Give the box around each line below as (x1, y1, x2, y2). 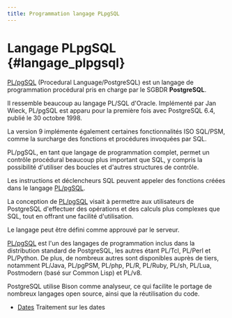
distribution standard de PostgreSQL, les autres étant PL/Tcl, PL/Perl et (7, 246, 211, 255)
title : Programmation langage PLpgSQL (7, 10, 120, 17)
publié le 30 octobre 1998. (7, 113, 82, 122)
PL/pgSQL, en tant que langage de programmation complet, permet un (7, 148, 210, 157)
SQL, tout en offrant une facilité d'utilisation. (7, 212, 134, 220)
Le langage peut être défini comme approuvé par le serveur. (7, 225, 180, 234)
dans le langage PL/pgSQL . (7, 184, 86, 192)
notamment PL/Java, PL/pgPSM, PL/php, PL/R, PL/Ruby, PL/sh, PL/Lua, (7, 261, 212, 269)
